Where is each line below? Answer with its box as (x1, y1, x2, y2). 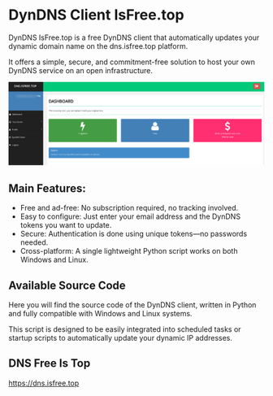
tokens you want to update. (19, 220, 112, 230)
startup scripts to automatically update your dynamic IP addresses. (8, 333, 233, 342)
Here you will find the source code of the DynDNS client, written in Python (8, 299, 257, 310)
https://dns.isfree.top (8, 378, 80, 388)
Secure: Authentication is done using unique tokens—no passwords (19, 229, 248, 239)
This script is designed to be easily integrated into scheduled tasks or (8, 324, 241, 334)
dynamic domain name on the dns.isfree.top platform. (8, 41, 188, 50)
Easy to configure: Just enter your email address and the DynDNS (19, 211, 241, 221)
